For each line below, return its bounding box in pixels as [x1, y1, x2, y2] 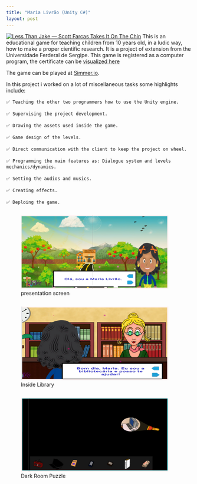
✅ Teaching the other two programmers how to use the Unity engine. [6, 99, 179, 105]
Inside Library [21, 381, 54, 388]
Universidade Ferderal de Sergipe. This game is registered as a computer [6, 51, 184, 58]
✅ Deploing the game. [6, 199, 61, 205]
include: [6, 87, 26, 94]
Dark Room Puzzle [21, 472, 66, 479]
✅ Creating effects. [6, 187, 58, 193]
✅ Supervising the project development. [6, 111, 108, 117]
